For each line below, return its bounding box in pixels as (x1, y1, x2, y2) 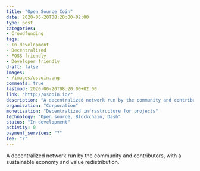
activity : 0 (6, 125, 36, 131)
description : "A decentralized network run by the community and (6, 97, 171, 103)
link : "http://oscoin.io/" (6, 91, 73, 97)
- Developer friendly (6, 58, 60, 64)
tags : (6, 36, 20, 42)
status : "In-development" (6, 119, 70, 125)
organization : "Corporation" (6, 102, 79, 109)
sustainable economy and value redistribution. (6, 158, 120, 165)
